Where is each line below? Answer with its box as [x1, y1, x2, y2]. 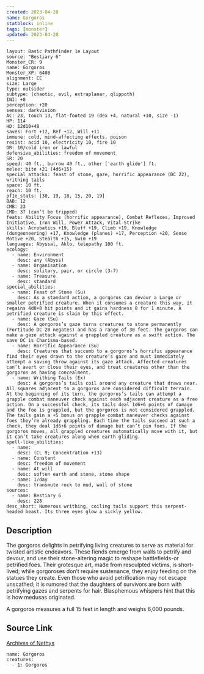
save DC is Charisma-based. [6, 338, 78, 344]
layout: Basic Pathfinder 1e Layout [6, 48, 100, 55]
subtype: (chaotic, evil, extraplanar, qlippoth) [6, 91, 136, 98]
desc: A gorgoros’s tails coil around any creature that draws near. [17, 380, 199, 387]
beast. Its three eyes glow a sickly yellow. [25, 509, 144, 515]
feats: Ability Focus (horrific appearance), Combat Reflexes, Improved [6, 215, 195, 221]
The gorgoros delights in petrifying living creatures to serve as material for [6, 541, 194, 549]
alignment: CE [6, 75, 43, 81]
